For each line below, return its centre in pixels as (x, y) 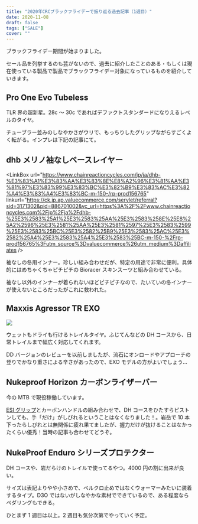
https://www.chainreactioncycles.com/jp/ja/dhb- (101, 174)
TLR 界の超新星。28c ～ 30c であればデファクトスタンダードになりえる (93, 112)
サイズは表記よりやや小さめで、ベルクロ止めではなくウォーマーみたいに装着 (99, 488)
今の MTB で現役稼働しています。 (47, 398)
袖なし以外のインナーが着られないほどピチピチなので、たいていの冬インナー (99, 282)
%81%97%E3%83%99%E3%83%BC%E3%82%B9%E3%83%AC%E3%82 (98, 187)
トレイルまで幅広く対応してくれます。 (57, 342)
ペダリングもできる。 (32, 503)
